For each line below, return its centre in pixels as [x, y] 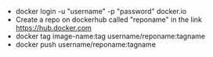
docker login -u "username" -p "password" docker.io [101, 11]
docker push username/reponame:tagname [86, 45]
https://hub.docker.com [54, 28]
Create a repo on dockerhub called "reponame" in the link [108, 20]
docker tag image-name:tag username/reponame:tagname [110, 36]
